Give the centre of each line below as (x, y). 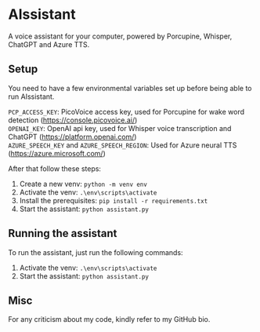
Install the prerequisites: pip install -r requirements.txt (114, 200)
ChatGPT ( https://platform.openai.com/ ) (72, 137)
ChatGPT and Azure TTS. (49, 44)
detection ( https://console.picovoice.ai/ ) (73, 120)
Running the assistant (63, 233)
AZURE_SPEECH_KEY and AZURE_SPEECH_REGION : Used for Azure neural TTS (123, 145)
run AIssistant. (31, 97)
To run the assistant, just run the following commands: (96, 252)
